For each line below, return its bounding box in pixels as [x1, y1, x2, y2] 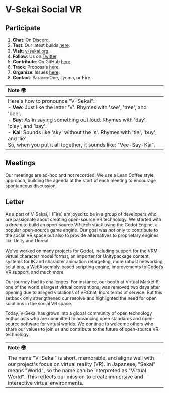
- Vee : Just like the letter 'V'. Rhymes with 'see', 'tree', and [8, 104, 147, 111]
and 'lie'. [8, 135, 28, 142]
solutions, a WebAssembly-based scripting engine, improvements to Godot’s [5, 264, 163, 270]
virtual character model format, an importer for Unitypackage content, [5, 253, 150, 259]
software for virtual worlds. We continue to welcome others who [21, 321, 154, 327]
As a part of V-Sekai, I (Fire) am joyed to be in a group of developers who [5, 211, 157, 217]
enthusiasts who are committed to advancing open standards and [5, 315, 141, 321]
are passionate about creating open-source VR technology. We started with [5, 216, 162, 222]
